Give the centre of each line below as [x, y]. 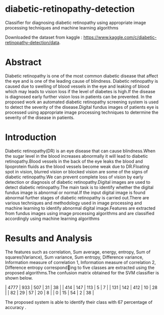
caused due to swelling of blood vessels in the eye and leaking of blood [77, 86]
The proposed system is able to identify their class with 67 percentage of [79, 302]
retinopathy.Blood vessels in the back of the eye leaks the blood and [74, 161]
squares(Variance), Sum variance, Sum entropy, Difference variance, [74, 257]
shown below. [19, 278]
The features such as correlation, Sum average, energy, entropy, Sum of [78, 252]
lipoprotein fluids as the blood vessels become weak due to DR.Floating [77, 166]
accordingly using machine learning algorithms [52, 218]
